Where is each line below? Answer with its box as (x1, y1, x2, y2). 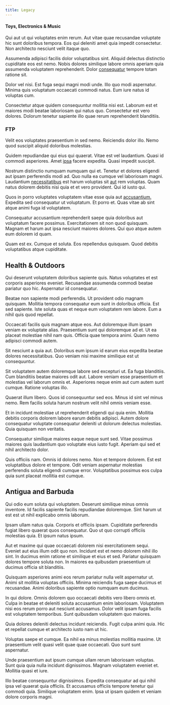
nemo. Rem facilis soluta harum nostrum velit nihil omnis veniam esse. (5, 400, 152, 406)
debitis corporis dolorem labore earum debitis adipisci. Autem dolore (5, 415, 149, 421)
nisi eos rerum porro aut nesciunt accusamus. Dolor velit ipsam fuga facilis (5, 605, 161, 612)
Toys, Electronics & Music (5, 23, 61, 30)
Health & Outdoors (5, 261, 65, 270)
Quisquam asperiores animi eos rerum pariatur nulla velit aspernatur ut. (5, 574, 154, 580)
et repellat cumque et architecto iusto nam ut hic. (5, 626, 108, 632)
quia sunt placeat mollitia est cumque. (5, 473, 85, 479)
